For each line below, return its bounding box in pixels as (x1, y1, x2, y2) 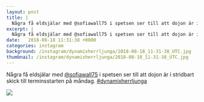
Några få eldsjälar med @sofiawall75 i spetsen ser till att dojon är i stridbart (6, 70, 194, 78)
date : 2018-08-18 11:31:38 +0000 (6, 37, 97, 43)
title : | (6, 15, 29, 21)
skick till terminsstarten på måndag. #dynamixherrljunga (6, 77, 148, 84)
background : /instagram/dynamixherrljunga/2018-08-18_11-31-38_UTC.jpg (6, 49, 191, 55)
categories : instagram (6, 43, 64, 49)
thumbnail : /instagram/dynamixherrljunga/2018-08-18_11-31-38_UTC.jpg (6, 54, 189, 60)
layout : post (6, 8, 39, 15)
